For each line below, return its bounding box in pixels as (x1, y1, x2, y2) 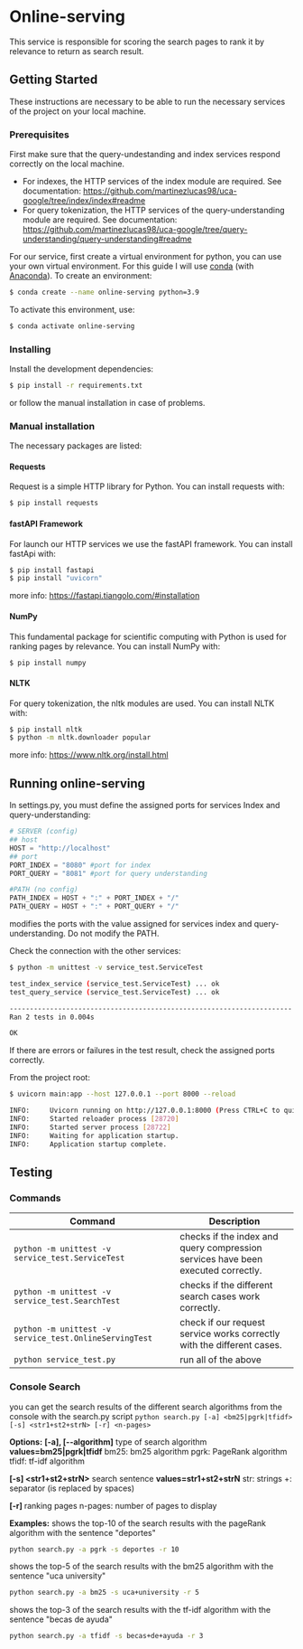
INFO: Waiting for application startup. (9, 1131, 179, 1140)
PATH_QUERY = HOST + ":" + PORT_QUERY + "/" (9, 902, 179, 911)
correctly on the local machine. (9, 158, 124, 169)
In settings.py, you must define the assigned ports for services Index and (9, 800, 280, 811)
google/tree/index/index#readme (22, 195, 146, 206)
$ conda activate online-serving (9, 321, 135, 331)
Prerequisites (9, 128, 69, 141)
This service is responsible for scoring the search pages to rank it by (9, 36, 264, 47)
